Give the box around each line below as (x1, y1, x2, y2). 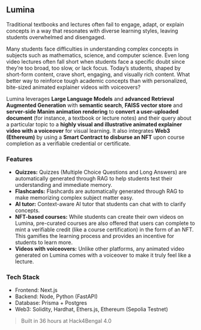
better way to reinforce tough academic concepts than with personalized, (6, 77, 188, 84)
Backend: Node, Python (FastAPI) (14, 293, 98, 300)
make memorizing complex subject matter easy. (14, 194, 134, 201)
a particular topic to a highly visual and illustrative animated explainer (6, 120, 182, 128)
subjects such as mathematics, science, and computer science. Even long (6, 51, 189, 59)
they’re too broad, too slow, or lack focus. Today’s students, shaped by (6, 64, 181, 72)
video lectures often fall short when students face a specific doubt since (6, 58, 185, 65)
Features (6, 154, 33, 163)
